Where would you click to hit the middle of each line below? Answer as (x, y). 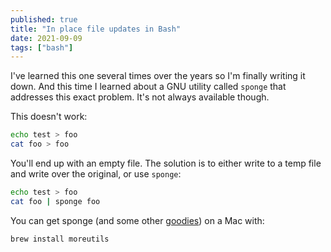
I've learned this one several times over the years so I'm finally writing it (158, 76)
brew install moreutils (60, 239)
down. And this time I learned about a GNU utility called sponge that (148, 87)
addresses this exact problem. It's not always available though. (140, 97)
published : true (44, 19)
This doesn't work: (49, 117)
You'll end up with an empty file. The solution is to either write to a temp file (166, 163)
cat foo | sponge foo (55, 201)
